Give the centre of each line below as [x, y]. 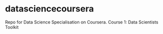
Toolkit [12, 27]
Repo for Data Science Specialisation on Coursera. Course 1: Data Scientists [82, 22]
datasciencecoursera [49, 9]
